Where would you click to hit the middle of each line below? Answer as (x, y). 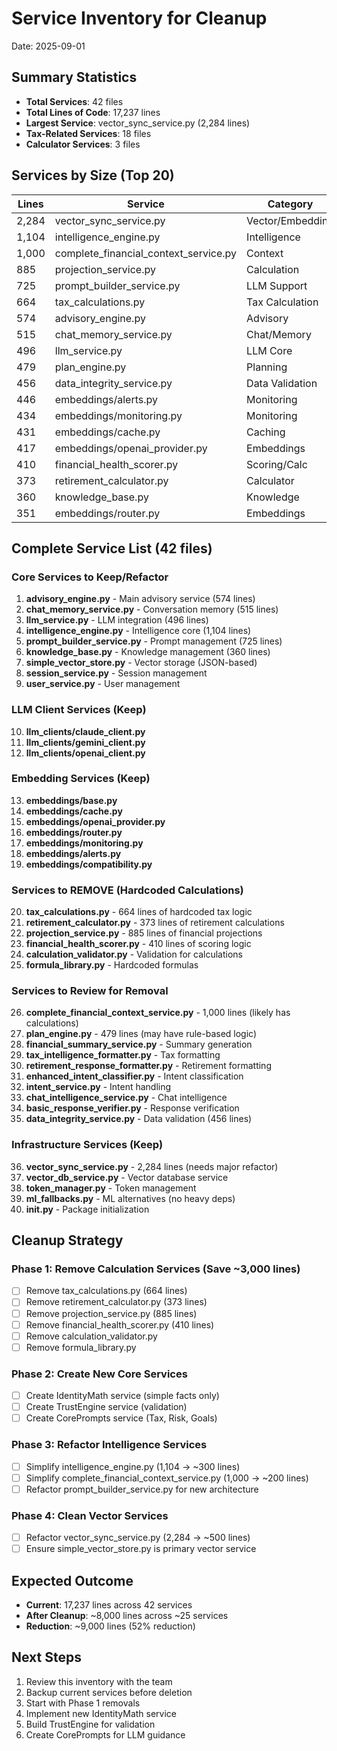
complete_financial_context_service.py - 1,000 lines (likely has (158, 1013)
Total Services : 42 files (74, 101)
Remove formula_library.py (81, 1347)
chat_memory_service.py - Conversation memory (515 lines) (152, 609)
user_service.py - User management (103, 684)
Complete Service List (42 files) (112, 548)
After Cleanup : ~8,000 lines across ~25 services (127, 1615)
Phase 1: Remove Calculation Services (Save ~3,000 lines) (156, 1269)
